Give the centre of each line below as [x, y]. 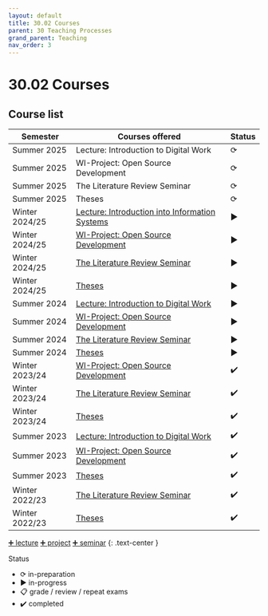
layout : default [35, 16]
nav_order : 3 [30, 45]
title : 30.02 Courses [44, 23]
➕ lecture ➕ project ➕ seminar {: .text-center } [83, 543]
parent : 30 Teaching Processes [60, 30]
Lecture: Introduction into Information [146, 212]
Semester [40, 136]
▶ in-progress [43, 582]
